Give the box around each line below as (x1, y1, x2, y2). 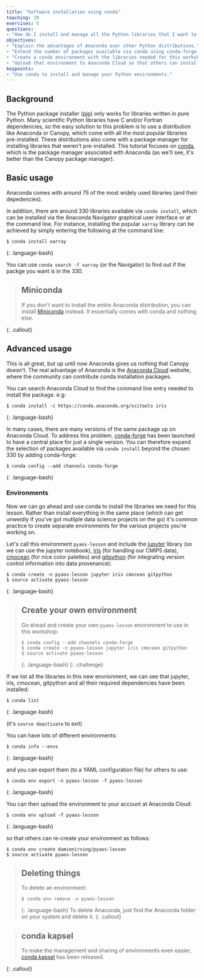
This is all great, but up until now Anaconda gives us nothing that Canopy (6, 360, 189, 367)
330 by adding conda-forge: (6, 451, 77, 459)
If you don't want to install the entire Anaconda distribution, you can (21, 301, 191, 308)
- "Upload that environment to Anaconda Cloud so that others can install (6, 60, 200, 66)
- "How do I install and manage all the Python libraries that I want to (6, 32, 197, 38)
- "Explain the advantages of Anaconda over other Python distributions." (6, 43, 200, 49)
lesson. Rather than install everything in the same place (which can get (6, 509, 183, 516)
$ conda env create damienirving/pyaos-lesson (6, 846, 126, 853)
